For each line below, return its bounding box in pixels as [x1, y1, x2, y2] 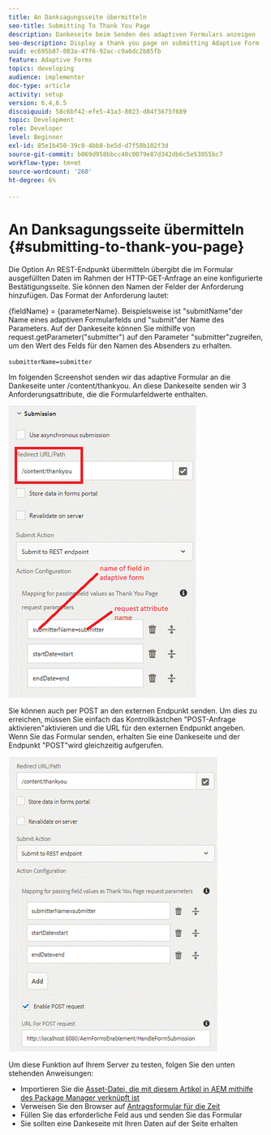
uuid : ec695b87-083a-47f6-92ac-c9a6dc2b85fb [8, 47, 161, 56]
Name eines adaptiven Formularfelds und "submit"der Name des [8, 315, 225, 325]
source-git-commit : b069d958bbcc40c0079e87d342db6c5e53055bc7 [8, 150, 223, 158]
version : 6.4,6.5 [8, 98, 67, 107]
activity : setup [8, 90, 63, 98]
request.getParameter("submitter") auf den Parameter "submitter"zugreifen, [8, 332, 264, 342]
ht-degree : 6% [8, 175, 57, 184]
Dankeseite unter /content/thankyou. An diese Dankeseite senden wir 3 [8, 381, 247, 391]
